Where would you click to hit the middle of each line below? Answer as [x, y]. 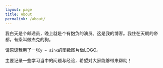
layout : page [19, 10]
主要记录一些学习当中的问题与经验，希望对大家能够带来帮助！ [69, 61]
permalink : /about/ [25, 19]
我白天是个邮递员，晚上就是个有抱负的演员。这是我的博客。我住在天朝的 [79, 34]
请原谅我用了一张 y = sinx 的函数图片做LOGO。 [53, 50]
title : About [19, 14]
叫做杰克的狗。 [38, 39]
